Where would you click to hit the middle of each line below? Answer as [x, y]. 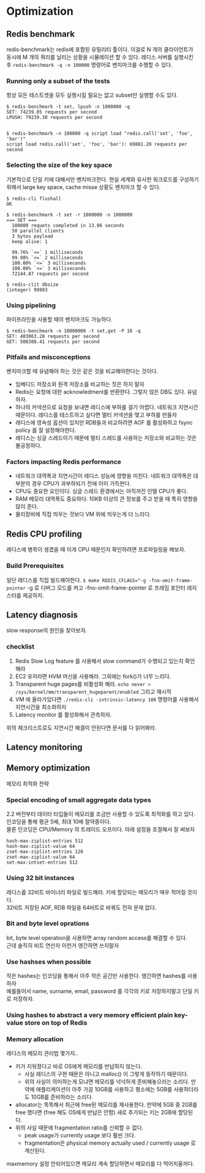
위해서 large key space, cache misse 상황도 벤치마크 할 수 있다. [84, 187]
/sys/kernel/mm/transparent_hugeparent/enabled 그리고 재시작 [93, 691]
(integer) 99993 [27, 290]
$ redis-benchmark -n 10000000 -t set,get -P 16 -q [73, 331]
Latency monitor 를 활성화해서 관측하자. [63, 714]
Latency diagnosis [42, 615]
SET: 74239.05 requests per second [52, 112]
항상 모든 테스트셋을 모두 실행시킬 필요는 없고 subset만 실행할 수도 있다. [92, 95]
